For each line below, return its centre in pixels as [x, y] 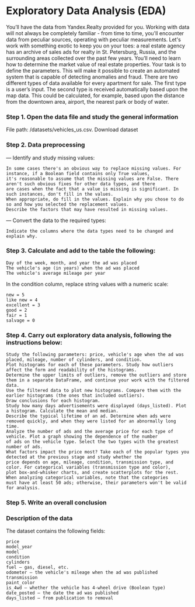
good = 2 [17, 310]
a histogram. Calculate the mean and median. [62, 411]
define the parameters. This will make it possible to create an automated [93, 70]
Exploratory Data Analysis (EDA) [86, 11]
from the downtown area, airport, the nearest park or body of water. [88, 101]
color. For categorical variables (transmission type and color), [88, 468]
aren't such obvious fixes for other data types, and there [81, 184]
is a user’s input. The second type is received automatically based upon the [97, 89]
